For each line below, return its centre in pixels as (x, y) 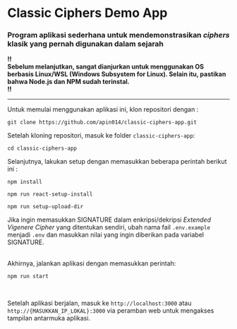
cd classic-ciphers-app (42, 149)
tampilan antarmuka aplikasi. (49, 318)
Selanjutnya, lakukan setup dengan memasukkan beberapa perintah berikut (117, 162)
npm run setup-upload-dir (45, 207)
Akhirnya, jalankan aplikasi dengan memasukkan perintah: (92, 263)
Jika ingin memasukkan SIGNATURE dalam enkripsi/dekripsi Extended (109, 220)
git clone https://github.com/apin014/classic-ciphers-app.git (102, 122)
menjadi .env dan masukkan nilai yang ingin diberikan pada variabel (106, 235)
